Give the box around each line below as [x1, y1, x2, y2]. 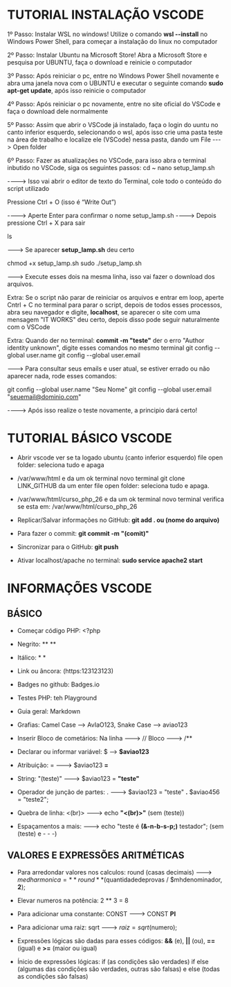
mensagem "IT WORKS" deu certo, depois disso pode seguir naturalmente [7, 315, 220, 323]
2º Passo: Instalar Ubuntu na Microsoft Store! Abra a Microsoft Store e [7, 51, 207, 59]
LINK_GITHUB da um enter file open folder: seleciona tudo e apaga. [17, 481, 210, 489]
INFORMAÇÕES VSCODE [7, 580, 152, 596]
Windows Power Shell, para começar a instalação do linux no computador [7, 37, 218, 45]
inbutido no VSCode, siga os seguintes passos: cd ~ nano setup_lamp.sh [7, 163, 216, 171]
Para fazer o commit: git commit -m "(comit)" [17, 529, 149, 537]
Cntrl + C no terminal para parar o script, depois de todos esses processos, [7, 301, 223, 309]
